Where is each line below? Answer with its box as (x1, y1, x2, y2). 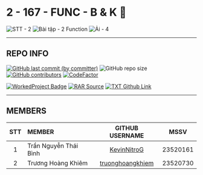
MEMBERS (6, 106, 47, 116)
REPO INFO (6, 48, 49, 59)
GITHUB (115, 124, 139, 132)
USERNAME (109, 131, 144, 139)
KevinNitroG (109, 145, 144, 153)
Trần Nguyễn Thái (27, 141, 79, 150)
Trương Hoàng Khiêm (27, 159, 88, 167)
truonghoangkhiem (99, 159, 154, 167)
